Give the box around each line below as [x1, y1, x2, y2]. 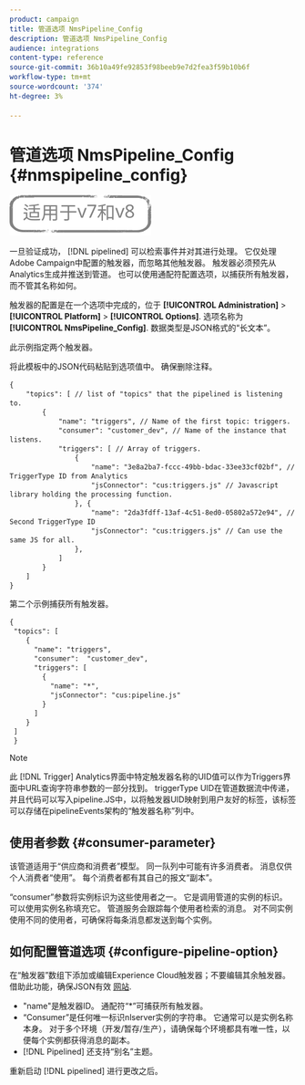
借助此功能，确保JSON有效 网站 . [9, 981, 132, 992]
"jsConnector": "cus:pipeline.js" [49, 691, 181, 700]
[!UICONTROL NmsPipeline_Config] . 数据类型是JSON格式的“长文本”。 [9, 322, 276, 333]
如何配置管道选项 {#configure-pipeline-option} [9, 944, 280, 959]
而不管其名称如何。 [9, 280, 82, 291]
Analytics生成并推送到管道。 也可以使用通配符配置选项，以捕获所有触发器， [9, 269, 294, 280]
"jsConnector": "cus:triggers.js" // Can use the [90, 527, 283, 536]
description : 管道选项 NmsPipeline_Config [9, 34, 168, 43]
